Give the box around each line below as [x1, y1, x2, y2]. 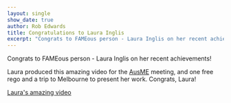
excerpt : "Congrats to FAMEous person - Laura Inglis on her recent [7, 36, 208, 43]
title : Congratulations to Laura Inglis [7, 29, 125, 36]
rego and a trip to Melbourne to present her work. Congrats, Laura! [7, 75, 197, 83]
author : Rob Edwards [7, 23, 67, 30]
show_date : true [7, 16, 54, 23]
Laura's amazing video [7, 89, 72, 97]
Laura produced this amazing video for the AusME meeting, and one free [7, 68, 214, 76]
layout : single [7, 10, 51, 17]
